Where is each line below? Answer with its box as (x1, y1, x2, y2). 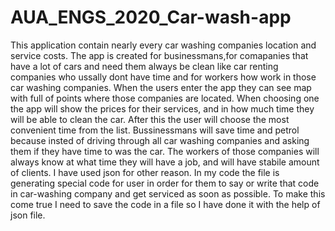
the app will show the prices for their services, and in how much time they (10, 102, 315, 115)
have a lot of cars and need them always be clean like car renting (10, 60, 279, 72)
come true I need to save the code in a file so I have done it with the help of (10, 198, 321, 210)
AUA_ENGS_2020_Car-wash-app (10, 6, 292, 29)
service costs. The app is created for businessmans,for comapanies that (10, 49, 309, 61)
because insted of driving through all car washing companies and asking (10, 134, 310, 146)
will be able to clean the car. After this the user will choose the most (10, 113, 290, 125)
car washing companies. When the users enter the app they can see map (10, 81, 312, 93)
